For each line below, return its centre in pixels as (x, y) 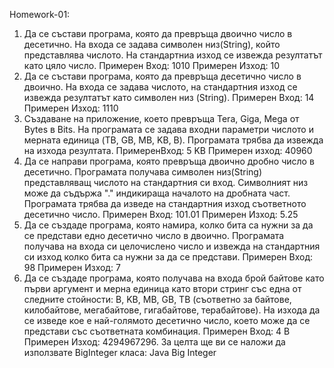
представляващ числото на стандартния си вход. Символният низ (166, 182)
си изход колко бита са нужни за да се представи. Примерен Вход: (168, 257)
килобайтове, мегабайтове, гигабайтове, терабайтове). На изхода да (172, 310)
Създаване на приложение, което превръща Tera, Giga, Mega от (161, 118)
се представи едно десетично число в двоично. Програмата (154, 235)
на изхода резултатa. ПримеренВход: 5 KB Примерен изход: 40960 (168, 150)
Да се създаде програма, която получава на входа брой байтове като (174, 278)
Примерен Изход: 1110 (71, 108)
